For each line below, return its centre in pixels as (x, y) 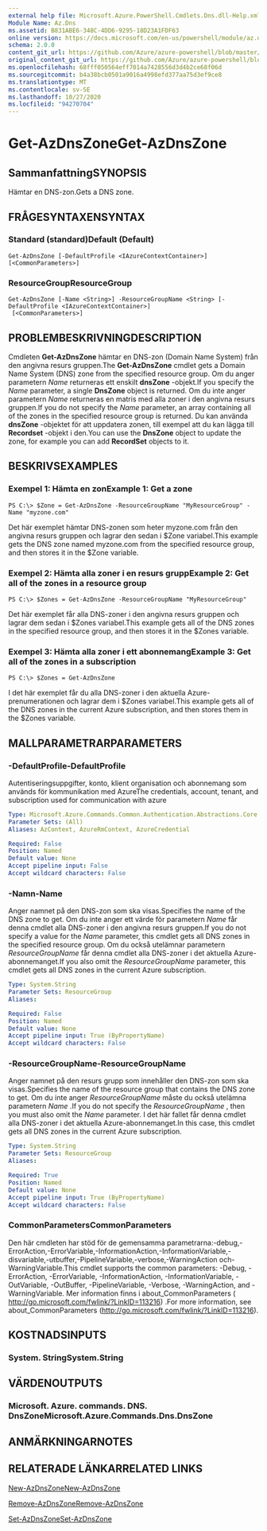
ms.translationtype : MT (48, 82)
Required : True (33, 1176)
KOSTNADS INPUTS (58, 1335)
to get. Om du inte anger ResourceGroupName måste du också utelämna (127, 1098)
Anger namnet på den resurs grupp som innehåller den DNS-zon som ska (128, 1081)
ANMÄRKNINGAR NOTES (71, 1442)
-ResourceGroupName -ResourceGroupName (97, 1064)
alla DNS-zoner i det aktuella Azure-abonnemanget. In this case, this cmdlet (132, 1123)
